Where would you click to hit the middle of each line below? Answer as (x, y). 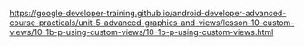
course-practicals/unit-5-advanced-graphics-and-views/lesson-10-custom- (152, 23)
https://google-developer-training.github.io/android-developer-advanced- (148, 13)
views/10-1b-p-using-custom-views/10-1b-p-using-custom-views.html (142, 32)
